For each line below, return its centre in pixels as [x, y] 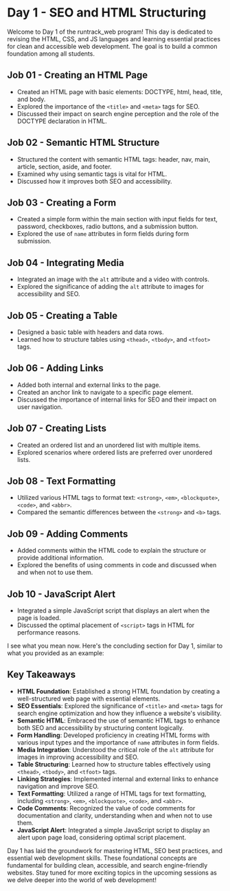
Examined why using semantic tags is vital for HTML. [92, 174]
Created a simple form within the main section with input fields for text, [117, 219]
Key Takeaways [42, 675]
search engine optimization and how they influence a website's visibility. [119, 713]
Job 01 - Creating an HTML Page [78, 75]
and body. [31, 99]
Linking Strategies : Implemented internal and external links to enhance [118, 779]
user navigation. [40, 406]
